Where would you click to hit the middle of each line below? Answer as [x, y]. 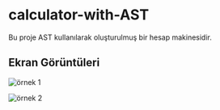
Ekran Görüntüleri [54, 63]
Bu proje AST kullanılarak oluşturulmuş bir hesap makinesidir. [110, 37]
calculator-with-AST [79, 15]
